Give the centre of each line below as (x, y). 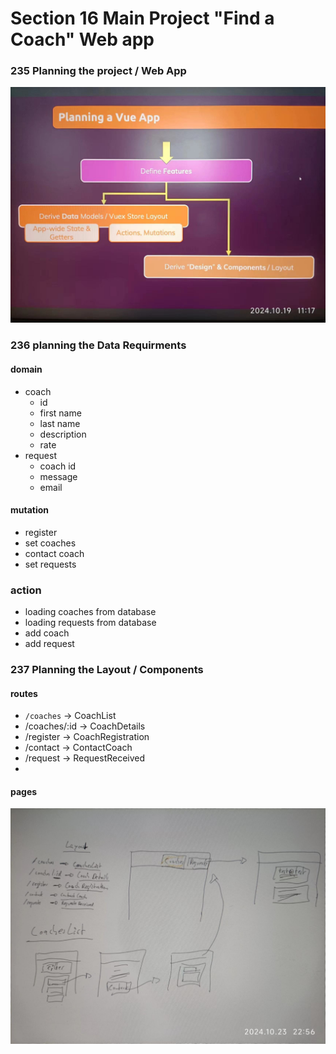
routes (24, 693)
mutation (30, 510)
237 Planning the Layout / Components (107, 669)
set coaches (50, 543)
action (26, 590)
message (58, 476)
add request (49, 643)
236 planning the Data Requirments (98, 345)
